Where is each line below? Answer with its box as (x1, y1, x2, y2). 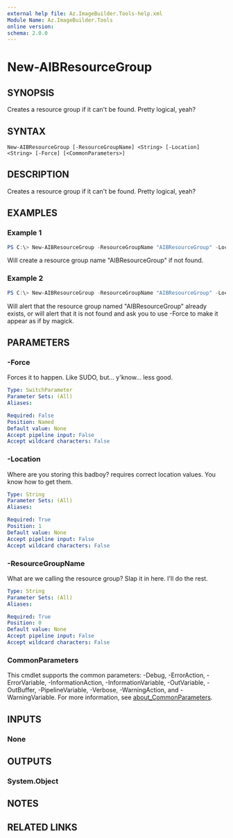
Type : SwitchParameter (7, 386, 73, 394)
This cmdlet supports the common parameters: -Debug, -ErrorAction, (7, 671, 206, 680)
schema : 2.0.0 (7, 29, 49, 37)
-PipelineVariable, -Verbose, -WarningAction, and (37, 686, 179, 694)
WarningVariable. (7, 693, 57, 701)
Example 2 (7, 273, 44, 283)
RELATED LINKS (7, 821, 78, 833)
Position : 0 (7, 619, 42, 626)
